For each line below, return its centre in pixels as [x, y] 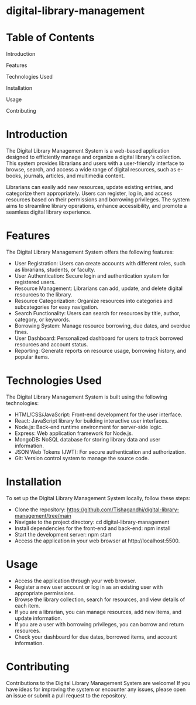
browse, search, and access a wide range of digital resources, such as [91, 170]
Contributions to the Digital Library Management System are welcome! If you [98, 683]
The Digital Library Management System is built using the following [87, 397]
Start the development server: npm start [63, 534]
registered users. [35, 282]
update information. [38, 618]
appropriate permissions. [45, 593]
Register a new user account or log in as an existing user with [89, 587]
